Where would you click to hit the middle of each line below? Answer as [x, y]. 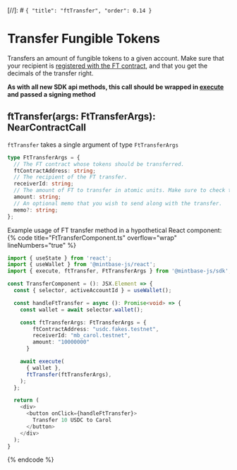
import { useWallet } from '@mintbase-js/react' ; [82, 265]
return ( [26, 400]
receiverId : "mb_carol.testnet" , [82, 336]
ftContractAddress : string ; [55, 171]
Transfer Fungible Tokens [84, 39]
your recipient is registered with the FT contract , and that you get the [108, 66]
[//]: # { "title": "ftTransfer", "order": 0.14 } [80, 10]
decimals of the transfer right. [50, 73]
